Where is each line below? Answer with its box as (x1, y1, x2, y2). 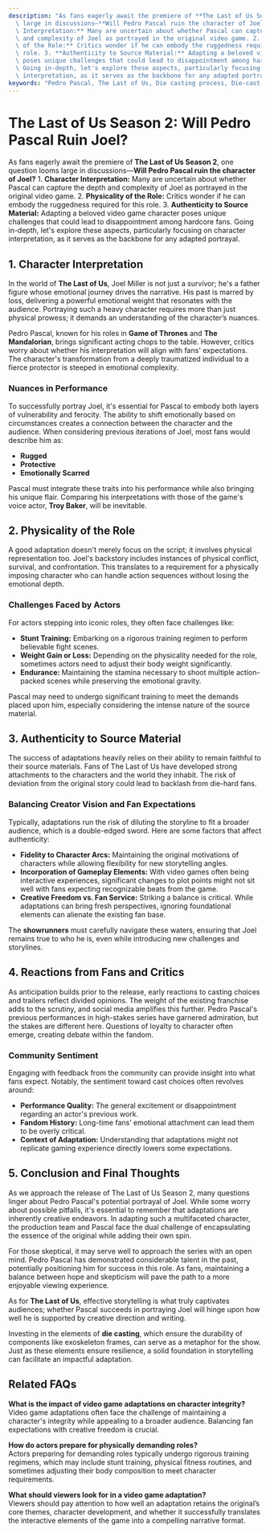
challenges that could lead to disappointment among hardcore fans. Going (8, 217, 255, 227)
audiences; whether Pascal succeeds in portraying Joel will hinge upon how (8, 1304, 260, 1314)
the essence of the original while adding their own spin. (8, 1231, 192, 1240)
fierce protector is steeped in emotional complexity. (8, 363, 179, 372)
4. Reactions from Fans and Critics (8, 965, 185, 979)
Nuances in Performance (8, 383, 108, 394)
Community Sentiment (8, 1050, 99, 1061)
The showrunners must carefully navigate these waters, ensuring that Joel (8, 925, 257, 935)
